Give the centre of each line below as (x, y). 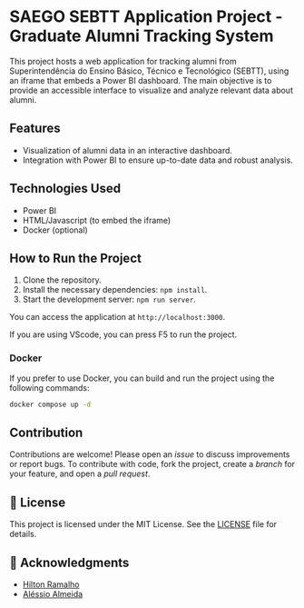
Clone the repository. (62, 280)
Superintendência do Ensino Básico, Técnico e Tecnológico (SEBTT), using (149, 71)
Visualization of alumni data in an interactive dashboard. (127, 150)
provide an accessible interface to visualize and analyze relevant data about (151, 90)
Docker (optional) (55, 230)
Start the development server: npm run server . (109, 299)
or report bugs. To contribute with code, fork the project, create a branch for (152, 464)
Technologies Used (65, 189)
